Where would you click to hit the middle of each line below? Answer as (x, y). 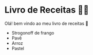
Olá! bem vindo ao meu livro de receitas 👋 (46, 23)
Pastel (18, 48)
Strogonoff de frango (33, 33)
